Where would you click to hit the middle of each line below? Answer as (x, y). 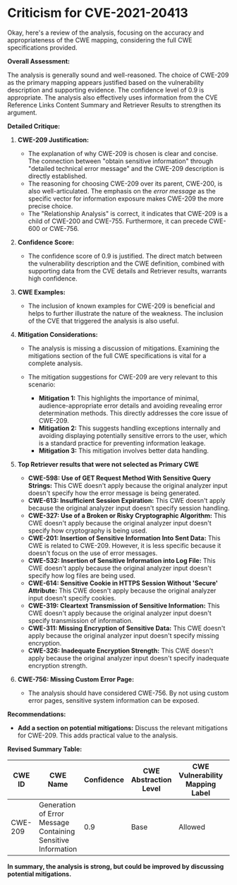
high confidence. (53, 278)
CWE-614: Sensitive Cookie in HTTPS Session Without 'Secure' (123, 583)
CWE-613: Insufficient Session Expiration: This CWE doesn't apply (127, 500)
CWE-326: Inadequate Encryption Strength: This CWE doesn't (121, 651)
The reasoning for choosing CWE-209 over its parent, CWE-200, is (125, 183)
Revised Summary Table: (45, 749)
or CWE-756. (60, 228)
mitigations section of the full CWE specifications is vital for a (117, 355)
